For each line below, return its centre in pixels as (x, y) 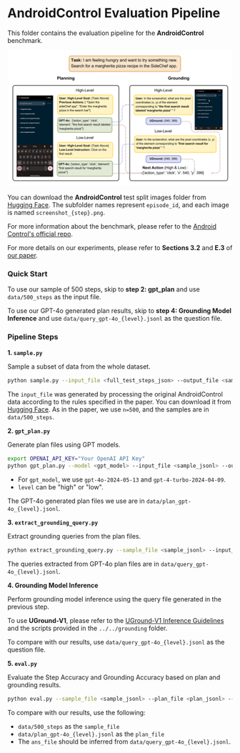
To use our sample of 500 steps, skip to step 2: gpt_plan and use (104, 289)
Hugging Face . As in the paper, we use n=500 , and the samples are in (108, 409)
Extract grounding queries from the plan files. (74, 537)
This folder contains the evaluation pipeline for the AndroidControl (106, 33)
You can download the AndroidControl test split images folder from (107, 197)
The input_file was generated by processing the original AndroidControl (115, 394)
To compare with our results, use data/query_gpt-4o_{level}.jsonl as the (116, 642)
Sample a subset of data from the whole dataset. (79, 366)
